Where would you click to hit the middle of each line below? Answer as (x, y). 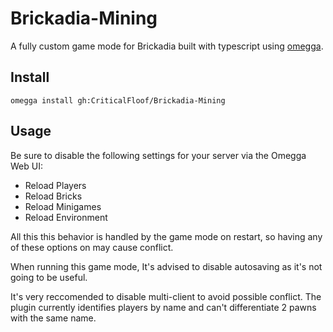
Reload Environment (66, 217)
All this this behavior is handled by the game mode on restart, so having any (166, 236)
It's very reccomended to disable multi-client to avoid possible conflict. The (166, 296)
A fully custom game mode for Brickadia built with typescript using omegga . (167, 46)
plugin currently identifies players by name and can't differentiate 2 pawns (163, 307)
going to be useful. (49, 277)
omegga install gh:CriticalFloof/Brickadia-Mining (118, 100)
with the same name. (53, 318)
